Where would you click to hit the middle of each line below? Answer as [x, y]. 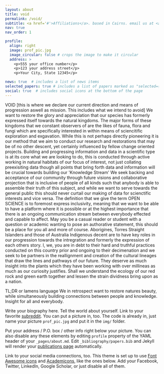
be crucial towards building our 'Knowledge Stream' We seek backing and [80, 172]
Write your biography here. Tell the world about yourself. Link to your [74, 310]
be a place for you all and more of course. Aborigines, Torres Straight [75, 229]
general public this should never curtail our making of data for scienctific [78, 193]
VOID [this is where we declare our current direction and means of [72, 105]
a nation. [14, 281]
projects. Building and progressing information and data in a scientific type [80, 152]
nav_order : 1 [18, 32]
